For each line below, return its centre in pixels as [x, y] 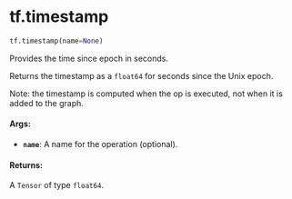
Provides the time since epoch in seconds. [89, 58]
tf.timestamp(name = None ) [56, 41]
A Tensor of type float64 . [57, 185]
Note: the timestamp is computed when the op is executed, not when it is [146, 94]
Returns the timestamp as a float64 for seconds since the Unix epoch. [141, 75]
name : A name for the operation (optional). [100, 144]
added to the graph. [47, 103]
